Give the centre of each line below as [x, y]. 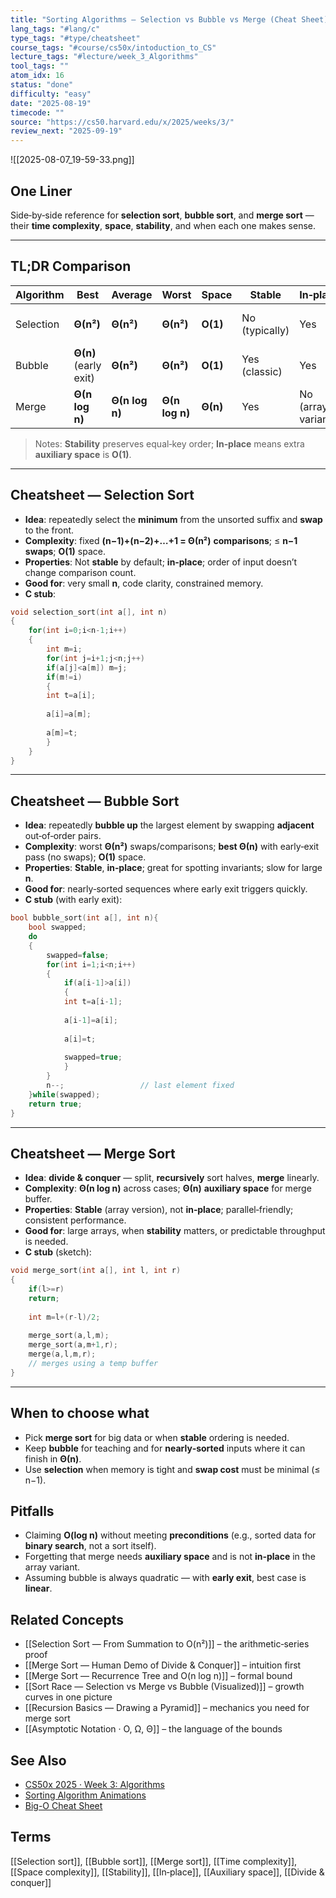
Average [132, 294]
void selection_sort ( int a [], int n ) [89, 612]
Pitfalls [32, 1511]
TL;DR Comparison [71, 266]
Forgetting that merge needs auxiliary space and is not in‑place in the [170, 1557]
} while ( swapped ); [64, 1094]
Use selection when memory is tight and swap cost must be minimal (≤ [172, 1469]
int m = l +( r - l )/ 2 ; [64, 1317]
